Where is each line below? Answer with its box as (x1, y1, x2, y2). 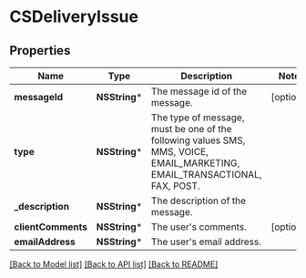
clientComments (14, 221, 88, 233)
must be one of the (150, 123, 232, 135)
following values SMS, (150, 134, 246, 147)
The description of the (150, 194, 247, 207)
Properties (9, 43, 71, 58)
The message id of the (150, 85, 248, 98)
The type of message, (150, 111, 245, 124)
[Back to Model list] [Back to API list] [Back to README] (9, 259, 219, 270)
